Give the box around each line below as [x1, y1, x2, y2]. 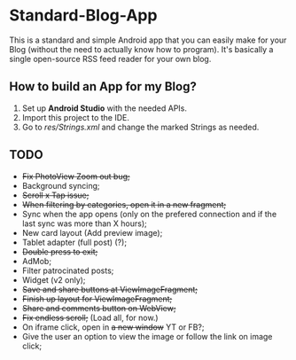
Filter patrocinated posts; [21, 265, 114, 276]
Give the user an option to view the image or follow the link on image [21, 331, 273, 341]
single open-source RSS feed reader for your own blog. [9, 53, 212, 64]
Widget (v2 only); [21, 274, 86, 285]
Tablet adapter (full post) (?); [21, 237, 127, 247]
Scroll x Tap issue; [21, 190, 90, 200]
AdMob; [21, 255, 51, 266]
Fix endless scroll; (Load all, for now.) [21, 312, 159, 323]
